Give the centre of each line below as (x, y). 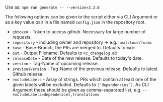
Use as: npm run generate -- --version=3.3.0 (52, 7)
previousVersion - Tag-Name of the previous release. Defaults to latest (85, 69)
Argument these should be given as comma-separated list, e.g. (77, 90)
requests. (22, 37)
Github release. (28, 74)
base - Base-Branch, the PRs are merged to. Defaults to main (74, 48)
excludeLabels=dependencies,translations (56, 95)
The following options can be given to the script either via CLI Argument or (81, 17)
